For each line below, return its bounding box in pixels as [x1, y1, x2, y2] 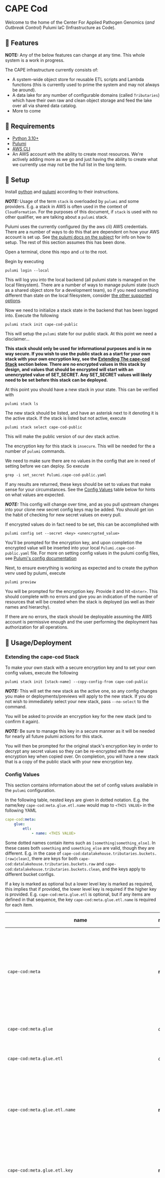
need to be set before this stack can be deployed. [5, 377, 108, 383]
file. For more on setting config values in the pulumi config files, [30, 550, 160, 556]
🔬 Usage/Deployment [5, 638, 72, 647]
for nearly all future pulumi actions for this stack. [5, 734, 104, 740]
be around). [12, 87, 36, 93]
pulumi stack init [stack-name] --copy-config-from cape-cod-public [5, 679, 148, 684]
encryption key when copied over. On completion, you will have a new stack [5, 753, 159, 759]
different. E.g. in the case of [5, 850, 61, 856]
